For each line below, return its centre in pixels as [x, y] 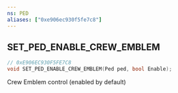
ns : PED [18, 13]
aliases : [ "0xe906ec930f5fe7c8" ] [55, 20]
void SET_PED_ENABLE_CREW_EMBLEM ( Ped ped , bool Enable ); [90, 69]
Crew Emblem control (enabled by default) [66, 82]
